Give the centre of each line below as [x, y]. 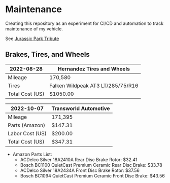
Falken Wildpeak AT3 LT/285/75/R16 [94, 86]
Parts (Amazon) [27, 125]
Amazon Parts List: [32, 154]
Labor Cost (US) [27, 133]
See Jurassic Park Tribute [32, 39]
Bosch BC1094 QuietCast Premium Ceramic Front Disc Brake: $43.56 [92, 175]
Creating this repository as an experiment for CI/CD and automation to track [84, 23]
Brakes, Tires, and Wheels [47, 54]
